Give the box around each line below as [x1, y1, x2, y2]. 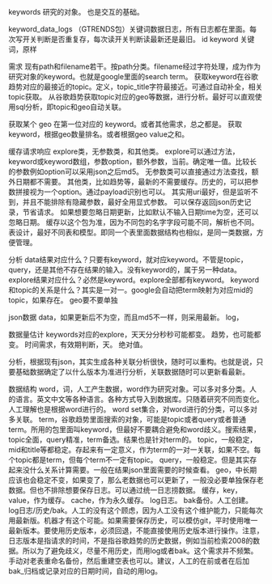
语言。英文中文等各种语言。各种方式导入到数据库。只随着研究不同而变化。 [15, 395, 264, 404]
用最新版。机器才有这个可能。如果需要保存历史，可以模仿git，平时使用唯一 [8, 516, 258, 525]
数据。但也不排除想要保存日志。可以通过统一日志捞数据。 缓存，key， [8, 485, 243, 495]
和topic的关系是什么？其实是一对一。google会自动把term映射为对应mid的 [8, 286, 253, 294]
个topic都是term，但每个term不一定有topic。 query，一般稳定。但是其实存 [8, 455, 257, 464]
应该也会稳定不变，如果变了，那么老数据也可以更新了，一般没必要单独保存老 [8, 476, 264, 485]
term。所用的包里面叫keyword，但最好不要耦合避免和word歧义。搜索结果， [8, 425, 261, 434]
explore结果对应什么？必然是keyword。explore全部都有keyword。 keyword [8, 275, 260, 285]
